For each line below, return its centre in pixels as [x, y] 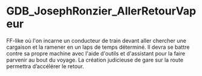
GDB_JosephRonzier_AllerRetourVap [101, 11]
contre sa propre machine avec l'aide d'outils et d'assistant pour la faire [96, 53]
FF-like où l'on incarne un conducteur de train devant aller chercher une [96, 40]
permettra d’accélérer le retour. [45, 66]
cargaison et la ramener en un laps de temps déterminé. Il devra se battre [98, 47]
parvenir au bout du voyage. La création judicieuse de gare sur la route [95, 60]
